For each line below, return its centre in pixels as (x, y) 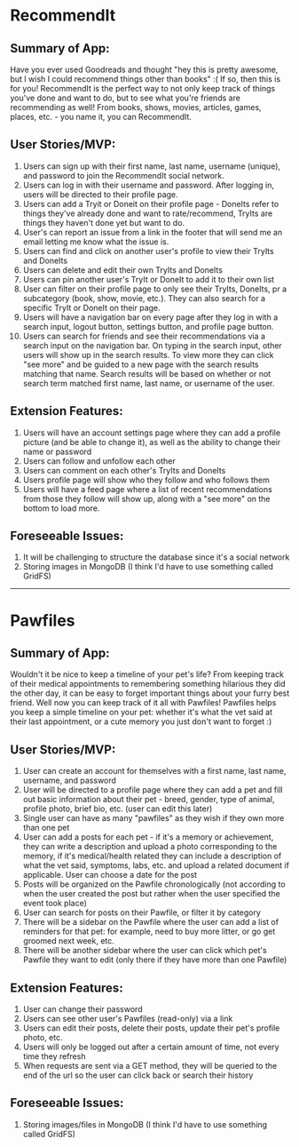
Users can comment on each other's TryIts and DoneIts (124, 470)
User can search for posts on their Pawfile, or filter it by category (142, 912)
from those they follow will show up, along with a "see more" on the (146, 498)
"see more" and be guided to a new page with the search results (141, 364)
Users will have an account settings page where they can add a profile (152, 433)
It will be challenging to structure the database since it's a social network (156, 557)
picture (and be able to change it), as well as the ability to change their (152, 442)
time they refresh (54, 1056)
